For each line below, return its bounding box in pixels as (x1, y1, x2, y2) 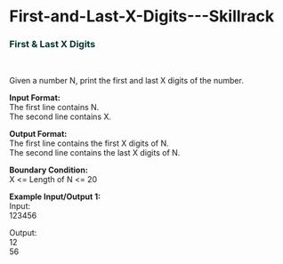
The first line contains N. (9, 102, 100, 113)
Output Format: (9, 129, 68, 140)
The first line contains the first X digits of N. (9, 138, 169, 148)
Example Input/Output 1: (9, 191, 101, 202)
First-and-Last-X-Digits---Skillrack (9, 6, 275, 27)
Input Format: (9, 92, 61, 103)
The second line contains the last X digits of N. (9, 148, 181, 158)
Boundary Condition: (9, 164, 89, 175)
